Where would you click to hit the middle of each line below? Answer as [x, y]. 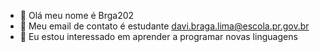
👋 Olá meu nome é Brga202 [77, 15]
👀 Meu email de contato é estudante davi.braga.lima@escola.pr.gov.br [164, 26]
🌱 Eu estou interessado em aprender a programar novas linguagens [158, 36]
